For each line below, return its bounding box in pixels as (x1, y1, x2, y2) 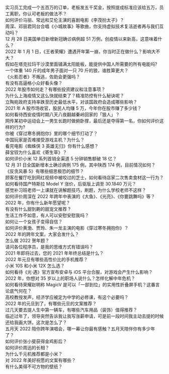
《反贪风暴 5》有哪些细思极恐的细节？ (5, 168, 84, 174)
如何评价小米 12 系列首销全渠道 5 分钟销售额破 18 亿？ (5, 156, 117, 161)
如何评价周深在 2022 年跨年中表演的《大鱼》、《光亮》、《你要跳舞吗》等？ (5, 194, 155, 199)
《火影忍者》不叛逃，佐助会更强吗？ (5, 74, 80, 80)
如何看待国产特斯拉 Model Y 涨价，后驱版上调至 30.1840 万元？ (5, 181, 137, 186)
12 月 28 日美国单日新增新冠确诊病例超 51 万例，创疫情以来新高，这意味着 (5, 36, 158, 42)
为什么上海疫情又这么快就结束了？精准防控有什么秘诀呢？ (5, 93, 124, 98)
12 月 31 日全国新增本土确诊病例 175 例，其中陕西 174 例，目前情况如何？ (5, 162, 156, 168)
